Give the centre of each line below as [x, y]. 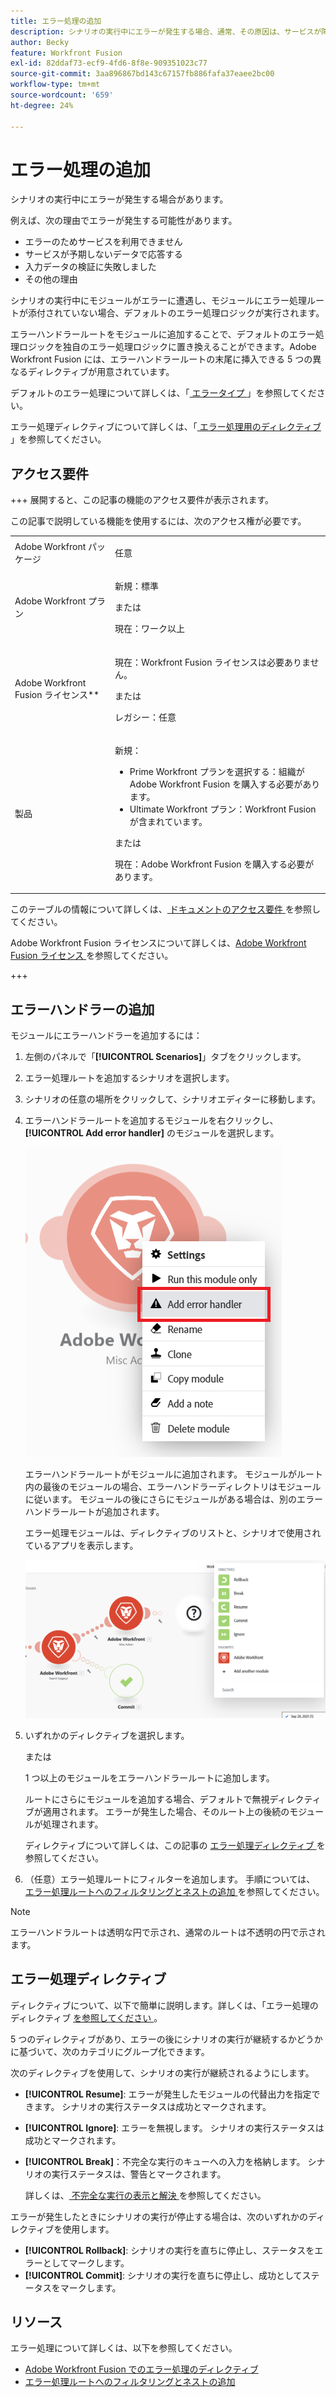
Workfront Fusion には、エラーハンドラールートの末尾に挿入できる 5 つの [161, 359]
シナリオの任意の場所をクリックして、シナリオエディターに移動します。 [173, 1099]
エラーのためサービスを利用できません [103, 242]
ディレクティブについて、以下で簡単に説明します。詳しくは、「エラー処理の [164, 2005]
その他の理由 [51, 279]
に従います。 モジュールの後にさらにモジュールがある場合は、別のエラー [174, 1499]
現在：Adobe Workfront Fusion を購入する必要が [214, 864]
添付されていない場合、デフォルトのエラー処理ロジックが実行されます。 [176, 313]
